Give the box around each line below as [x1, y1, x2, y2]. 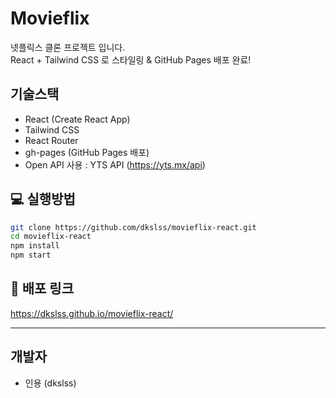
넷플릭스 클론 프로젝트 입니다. [10, 41, 126, 53]
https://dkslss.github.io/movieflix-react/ [10, 307, 174, 319]
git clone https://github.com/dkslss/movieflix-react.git [10, 222, 257, 232]
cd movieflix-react [10, 232, 92, 242]
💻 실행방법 [10, 191, 76, 208]
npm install [10, 241, 60, 251]
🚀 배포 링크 [10, 280, 75, 297]
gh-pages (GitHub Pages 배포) [24, 146, 150, 158]
